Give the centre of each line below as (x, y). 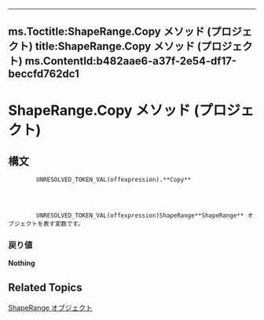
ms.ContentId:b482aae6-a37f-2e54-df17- (131, 61)
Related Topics (45, 288)
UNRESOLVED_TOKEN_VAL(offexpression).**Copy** (114, 180)
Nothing (22, 263)
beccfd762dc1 (44, 74)
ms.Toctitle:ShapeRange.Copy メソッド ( (110, 32)
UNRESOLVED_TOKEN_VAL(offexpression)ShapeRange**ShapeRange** (140, 216)
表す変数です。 (63, 224)
